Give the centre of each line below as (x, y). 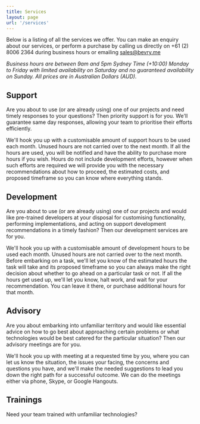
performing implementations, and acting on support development (86, 224)
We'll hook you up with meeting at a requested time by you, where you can (98, 356)
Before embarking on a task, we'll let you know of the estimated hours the (97, 261)
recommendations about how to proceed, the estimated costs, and (88, 172)
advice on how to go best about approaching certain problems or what (93, 332)
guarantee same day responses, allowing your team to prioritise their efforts (99, 122)
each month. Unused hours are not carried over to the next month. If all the (98, 146)
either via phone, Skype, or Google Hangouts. (62, 381)
